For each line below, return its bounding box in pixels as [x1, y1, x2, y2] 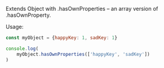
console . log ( [5, 45, 39, 52]
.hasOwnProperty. [5, 11, 51, 19]
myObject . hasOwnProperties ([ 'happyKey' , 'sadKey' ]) [16, 51, 150, 57]
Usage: [5, 23, 24, 30]
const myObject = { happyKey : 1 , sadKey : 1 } [5, 35, 118, 41]
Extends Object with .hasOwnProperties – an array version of [5, 5, 159, 12]
